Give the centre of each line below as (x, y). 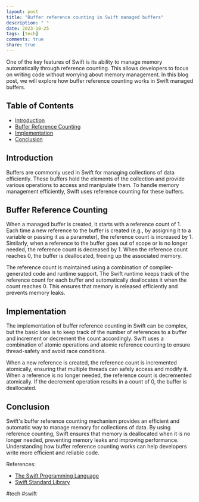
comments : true (25, 39)
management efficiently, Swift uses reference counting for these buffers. (95, 191)
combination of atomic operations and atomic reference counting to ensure (98, 345)
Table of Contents (40, 106)
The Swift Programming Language (57, 476)
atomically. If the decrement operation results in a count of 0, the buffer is (97, 382)
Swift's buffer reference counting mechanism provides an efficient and (93, 421)
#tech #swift (22, 493)
